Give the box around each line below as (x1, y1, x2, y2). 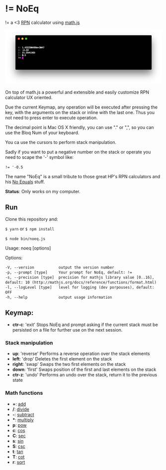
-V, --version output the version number (5, 265, 114, 270)
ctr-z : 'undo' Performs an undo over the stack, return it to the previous (12, 372, 158, 378)
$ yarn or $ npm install (5, 226, 55, 232)
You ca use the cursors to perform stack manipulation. (5, 139, 117, 145)
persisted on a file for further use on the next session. (12, 327, 123, 333)
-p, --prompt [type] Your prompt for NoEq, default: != (5, 270, 133, 275)
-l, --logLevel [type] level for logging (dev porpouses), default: (5, 285, 155, 290)
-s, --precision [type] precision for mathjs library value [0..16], (5, 275, 155, 280)
